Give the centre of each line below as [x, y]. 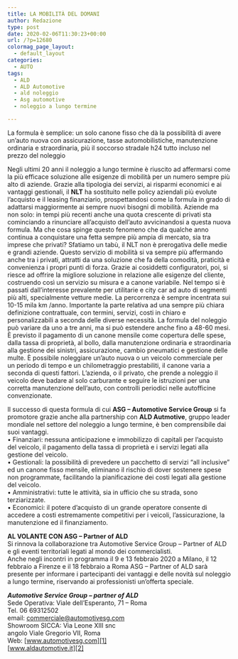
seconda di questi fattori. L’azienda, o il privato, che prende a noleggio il [113, 373]
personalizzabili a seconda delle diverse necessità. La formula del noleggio [117, 320]
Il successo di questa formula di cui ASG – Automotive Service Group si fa [117, 409]
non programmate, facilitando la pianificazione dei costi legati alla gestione [117, 477]
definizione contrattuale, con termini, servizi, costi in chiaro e [97, 312]
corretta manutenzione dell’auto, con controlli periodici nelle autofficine [112, 388]
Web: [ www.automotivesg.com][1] [57, 641]
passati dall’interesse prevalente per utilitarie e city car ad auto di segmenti [117, 290]
